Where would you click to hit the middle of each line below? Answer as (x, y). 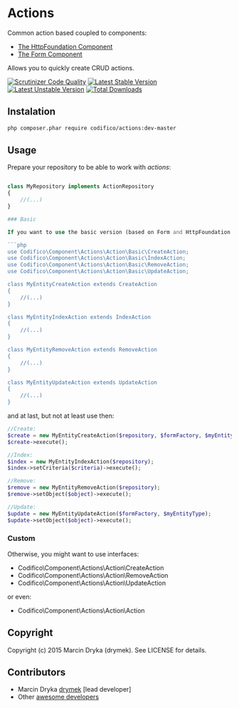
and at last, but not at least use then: (61, 416)
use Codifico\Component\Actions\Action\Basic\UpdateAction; (99, 272)
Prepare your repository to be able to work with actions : (89, 167)
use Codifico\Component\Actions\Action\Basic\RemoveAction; (99, 265)
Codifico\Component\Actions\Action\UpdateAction (91, 583)
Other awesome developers (58, 697)
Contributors (37, 673)
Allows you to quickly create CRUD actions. (71, 68)
